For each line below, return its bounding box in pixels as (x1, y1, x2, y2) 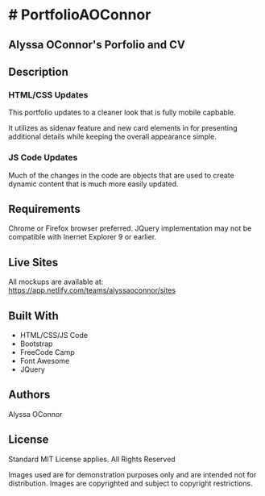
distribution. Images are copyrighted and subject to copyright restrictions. (8, 478, 253, 488)
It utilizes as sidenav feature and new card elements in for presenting (8, 123, 238, 133)
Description (8, 65, 68, 78)
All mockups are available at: (8, 277, 104, 287)
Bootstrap (19, 339, 53, 348)
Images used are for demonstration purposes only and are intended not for (8, 469, 257, 479)
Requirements (8, 202, 81, 215)
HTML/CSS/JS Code (19, 331, 89, 340)
